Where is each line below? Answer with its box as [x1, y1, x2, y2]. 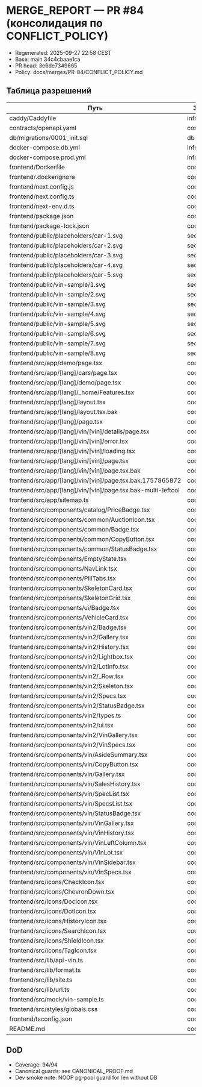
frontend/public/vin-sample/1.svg [9, 280, 106, 289]
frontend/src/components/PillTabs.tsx [9, 574, 116, 582]
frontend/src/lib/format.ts [9, 965, 81, 974]
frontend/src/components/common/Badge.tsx [9, 525, 139, 533]
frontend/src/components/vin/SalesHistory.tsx [9, 780, 141, 788]
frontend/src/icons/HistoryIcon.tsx [9, 916, 107, 925]
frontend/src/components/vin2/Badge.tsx [9, 623, 127, 631]
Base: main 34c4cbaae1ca [14, 55, 81, 63]
